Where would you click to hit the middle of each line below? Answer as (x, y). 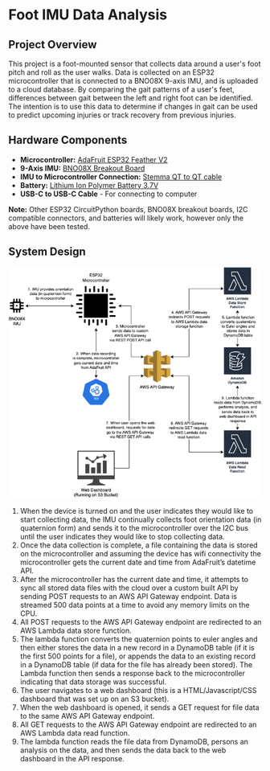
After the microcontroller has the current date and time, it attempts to (134, 580)
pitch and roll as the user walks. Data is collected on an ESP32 (112, 72)
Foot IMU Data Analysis (88, 15)
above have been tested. (49, 226)
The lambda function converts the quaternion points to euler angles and (139, 639)
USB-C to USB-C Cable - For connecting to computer (108, 194)
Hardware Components (68, 140)
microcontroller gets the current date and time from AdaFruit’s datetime (138, 562)
